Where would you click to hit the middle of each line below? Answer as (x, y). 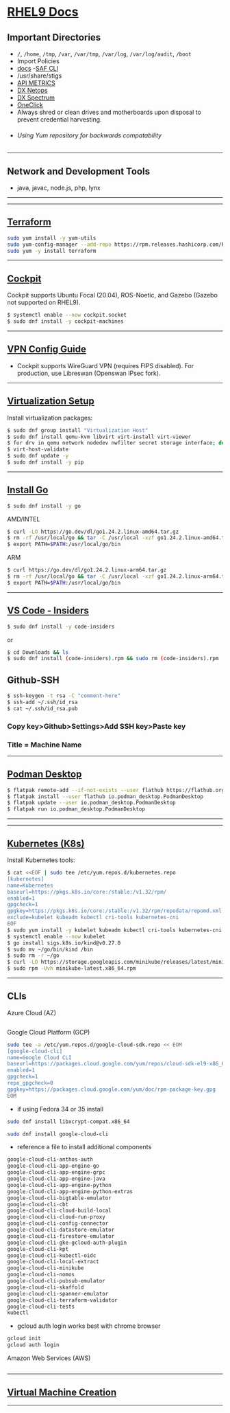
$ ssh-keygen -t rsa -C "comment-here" (64, 696)
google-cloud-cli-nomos (41, 1275)
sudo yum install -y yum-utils (52, 238)
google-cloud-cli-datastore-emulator (61, 1230)
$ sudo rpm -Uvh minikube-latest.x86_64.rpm (72, 969)
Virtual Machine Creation (62, 1392)
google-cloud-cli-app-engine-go (53, 1166)
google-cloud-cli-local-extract (53, 1262)
